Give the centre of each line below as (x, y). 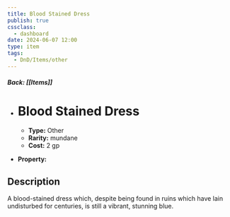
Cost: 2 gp (44, 146)
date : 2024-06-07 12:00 (42, 40)
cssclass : (22, 27)
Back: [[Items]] (30, 83)
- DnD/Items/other (41, 60)
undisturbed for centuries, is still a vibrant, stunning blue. (91, 206)
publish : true (28, 20)
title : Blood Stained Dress (49, 14)
